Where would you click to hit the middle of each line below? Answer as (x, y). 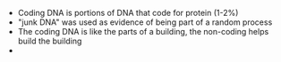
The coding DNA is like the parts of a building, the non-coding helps (143, 31)
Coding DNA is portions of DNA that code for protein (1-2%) (128, 13)
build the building (50, 41)
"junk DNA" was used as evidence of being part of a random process (145, 22)
